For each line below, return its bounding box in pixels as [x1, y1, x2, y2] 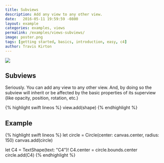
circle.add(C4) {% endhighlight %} [5, 152, 76, 158]
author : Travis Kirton [5, 44, 52, 49]
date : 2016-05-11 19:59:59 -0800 [5, 16, 79, 21]
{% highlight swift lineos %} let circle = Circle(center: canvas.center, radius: [5, 132, 160, 138]
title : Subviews [5, 7, 39, 12]
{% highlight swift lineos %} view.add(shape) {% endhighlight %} [5, 105, 138, 111]
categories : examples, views [5, 26, 65, 31]
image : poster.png [5, 35, 43, 40]
